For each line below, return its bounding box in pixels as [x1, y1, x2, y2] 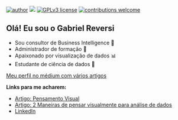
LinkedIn [14, 107, 36, 115]
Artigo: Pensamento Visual [14, 95, 80, 102]
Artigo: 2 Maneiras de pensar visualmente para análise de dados [14, 101, 173, 108]
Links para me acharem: [6, 83, 67, 90]
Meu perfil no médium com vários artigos [6, 72, 107, 79]
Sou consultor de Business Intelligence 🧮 [14, 39, 115, 46]
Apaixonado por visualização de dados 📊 [14, 52, 116, 59]
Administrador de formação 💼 [14, 45, 87, 53]
